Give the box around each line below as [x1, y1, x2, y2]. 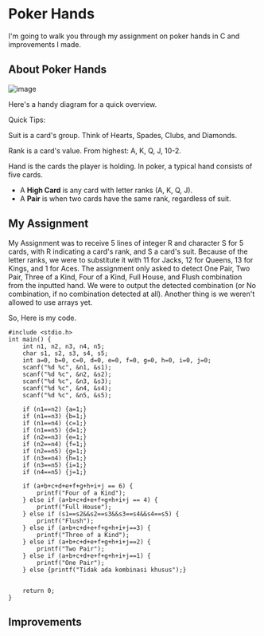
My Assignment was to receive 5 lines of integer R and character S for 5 [8, 238, 244, 247]
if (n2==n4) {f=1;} [22, 440, 87, 448]
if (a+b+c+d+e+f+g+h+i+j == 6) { [22, 482, 134, 490]
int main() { [8, 335, 52, 343]
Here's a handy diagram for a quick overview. [8, 99, 157, 109]
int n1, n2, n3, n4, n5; [22, 342, 105, 350]
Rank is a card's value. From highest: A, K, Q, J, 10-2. [8, 145, 181, 156]
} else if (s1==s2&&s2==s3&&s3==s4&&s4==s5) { [22, 510, 180, 518]
